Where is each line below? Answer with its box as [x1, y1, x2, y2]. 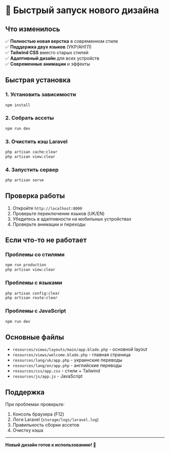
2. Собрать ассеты [5, 114, 54, 121]
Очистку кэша [12, 427, 44, 433]
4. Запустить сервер [5, 166, 59, 173]
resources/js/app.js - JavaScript [12, 373, 83, 379]
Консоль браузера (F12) [12, 411, 65, 417]
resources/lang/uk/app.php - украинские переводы [12, 357, 122, 363]
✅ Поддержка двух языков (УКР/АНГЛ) [5, 44, 92, 50]
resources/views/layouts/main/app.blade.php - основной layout [12, 346, 148, 352]
